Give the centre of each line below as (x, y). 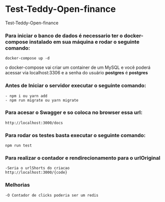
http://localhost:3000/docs (34, 123)
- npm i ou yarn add (27, 96)
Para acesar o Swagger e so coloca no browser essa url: (74, 112)
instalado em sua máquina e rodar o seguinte (84, 42)
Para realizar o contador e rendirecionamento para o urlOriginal (83, 158)
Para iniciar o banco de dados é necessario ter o (64, 36)
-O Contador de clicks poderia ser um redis (52, 195)
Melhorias (18, 185)
